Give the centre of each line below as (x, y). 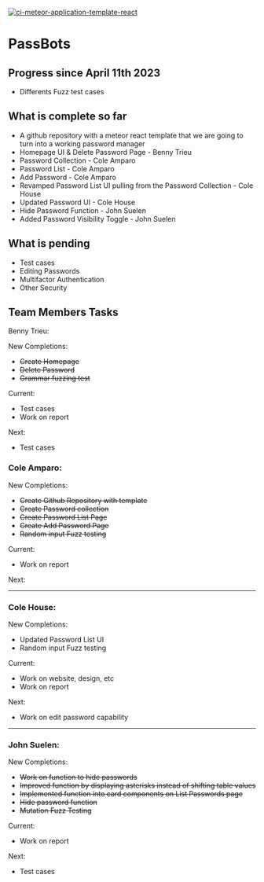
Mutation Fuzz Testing (55, 810)
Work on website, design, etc (67, 678)
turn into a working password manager (82, 143)
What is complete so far (68, 117)
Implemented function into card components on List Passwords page (131, 794)
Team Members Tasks (64, 312)
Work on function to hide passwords (78, 777)
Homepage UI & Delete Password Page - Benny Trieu (106, 152)
